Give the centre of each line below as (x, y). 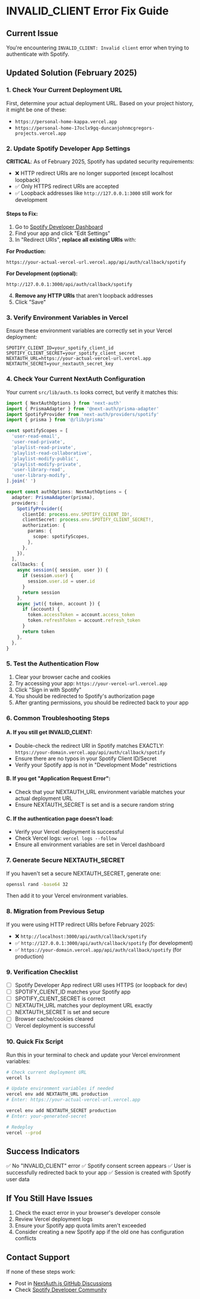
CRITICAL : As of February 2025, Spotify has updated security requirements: (100, 161)
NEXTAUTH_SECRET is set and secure (62, 1012)
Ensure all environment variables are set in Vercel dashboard (90, 845)
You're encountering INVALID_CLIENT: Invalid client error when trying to (98, 47)
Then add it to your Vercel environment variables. (67, 896)
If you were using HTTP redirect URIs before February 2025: (81, 925)
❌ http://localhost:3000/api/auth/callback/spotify (81, 936)
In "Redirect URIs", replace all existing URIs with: (75, 240)
